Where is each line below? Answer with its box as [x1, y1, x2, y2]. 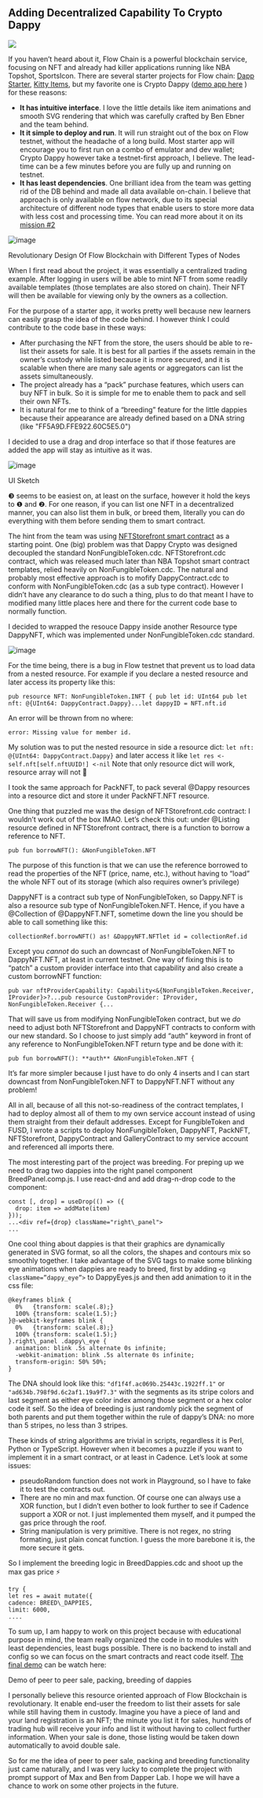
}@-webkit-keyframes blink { [8, 1316, 104, 1324]
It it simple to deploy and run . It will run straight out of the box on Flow [19, 127, 249, 137]
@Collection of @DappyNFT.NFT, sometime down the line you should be [8, 909, 243, 918]
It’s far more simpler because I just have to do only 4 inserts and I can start [8, 1068, 250, 1077]
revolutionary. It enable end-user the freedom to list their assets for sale [8, 1699, 241, 1708]
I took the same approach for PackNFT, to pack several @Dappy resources [8, 782, 250, 792]
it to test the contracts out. [19, 1484, 106, 1493]
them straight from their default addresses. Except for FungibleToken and [8, 1117, 245, 1126]
